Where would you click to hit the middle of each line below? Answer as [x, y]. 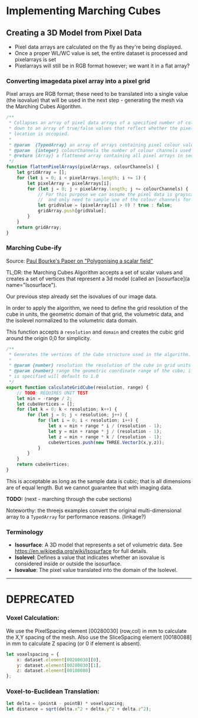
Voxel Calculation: [33, 618]
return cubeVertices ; [43, 465]
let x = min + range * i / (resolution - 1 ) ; [105, 426]
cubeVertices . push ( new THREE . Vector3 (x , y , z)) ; [106, 442]
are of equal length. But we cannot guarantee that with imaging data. [89, 487]
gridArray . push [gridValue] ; [72, 211]
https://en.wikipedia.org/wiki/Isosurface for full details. [81, 551]
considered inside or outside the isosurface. [68, 564]
